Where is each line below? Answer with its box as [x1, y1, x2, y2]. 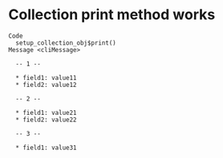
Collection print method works [8, 6, 216, 24]
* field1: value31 [15, 144, 78, 152]
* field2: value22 [15, 116, 78, 124]
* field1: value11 [15, 73, 78, 81]
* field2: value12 [15, 81, 78, 89]
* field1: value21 [15, 109, 78, 117]
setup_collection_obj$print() [15, 38, 116, 47]
